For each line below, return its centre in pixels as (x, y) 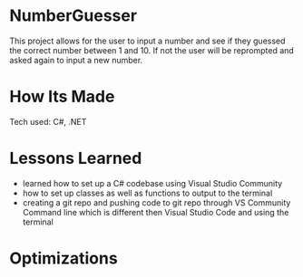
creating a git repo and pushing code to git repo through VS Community (156, 202)
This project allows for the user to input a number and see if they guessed (147, 41)
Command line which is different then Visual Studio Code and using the (156, 212)
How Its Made (62, 97)
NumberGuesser (73, 16)
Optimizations (64, 258)
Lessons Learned (76, 158)
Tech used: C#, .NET (48, 121)
